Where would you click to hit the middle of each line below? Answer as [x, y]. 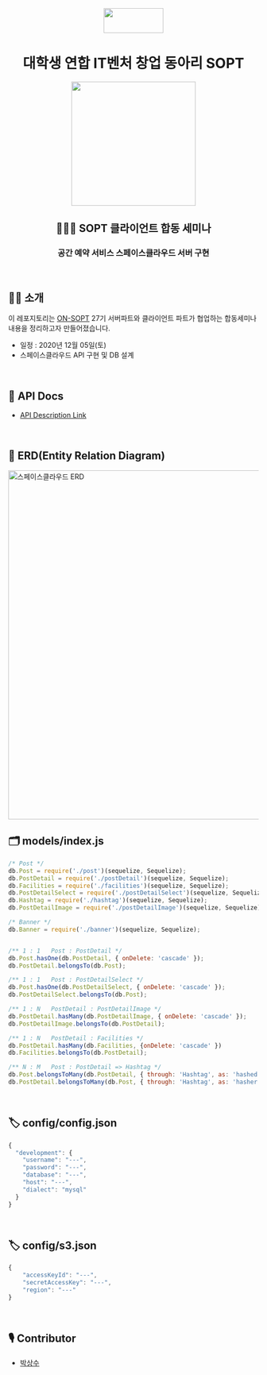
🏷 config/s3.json [52, 1245]
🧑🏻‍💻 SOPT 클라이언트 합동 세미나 [133, 228]
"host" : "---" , [48, 1183]
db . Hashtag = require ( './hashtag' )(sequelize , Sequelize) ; [108, 901]
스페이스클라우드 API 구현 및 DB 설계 [77, 355]
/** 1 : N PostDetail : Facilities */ [76, 1038]
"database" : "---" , [55, 1175]
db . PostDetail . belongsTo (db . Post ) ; [67, 966]
